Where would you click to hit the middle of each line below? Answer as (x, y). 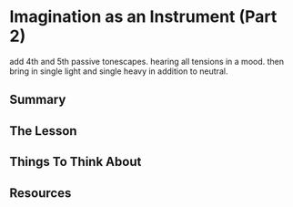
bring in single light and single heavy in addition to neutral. (119, 71)
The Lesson (43, 131)
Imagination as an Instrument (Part (143, 17)
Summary (38, 100)
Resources (40, 193)
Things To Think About (76, 162)
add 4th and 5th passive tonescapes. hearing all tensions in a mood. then (147, 61)
